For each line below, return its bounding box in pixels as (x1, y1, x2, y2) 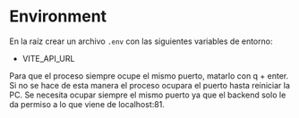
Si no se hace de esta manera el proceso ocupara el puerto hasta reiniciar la (9, 80, 291, 90)
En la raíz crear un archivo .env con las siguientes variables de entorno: (9, 36, 273, 46)
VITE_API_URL (21, 53, 75, 63)
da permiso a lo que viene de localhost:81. (9, 98, 166, 109)
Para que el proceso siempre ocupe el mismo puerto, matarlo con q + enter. (9, 70, 289, 81)
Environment (9, 6, 107, 27)
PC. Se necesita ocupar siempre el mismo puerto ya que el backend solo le (9, 89, 286, 100)
